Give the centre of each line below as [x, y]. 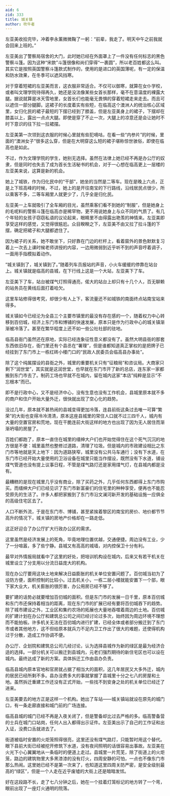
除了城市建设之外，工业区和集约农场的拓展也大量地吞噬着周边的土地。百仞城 [85, 610]
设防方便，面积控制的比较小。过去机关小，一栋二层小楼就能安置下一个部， [83, 580]
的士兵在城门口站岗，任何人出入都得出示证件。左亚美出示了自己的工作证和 [83, 723]
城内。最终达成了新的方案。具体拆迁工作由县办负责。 [61, 659]
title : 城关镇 [19, 19]
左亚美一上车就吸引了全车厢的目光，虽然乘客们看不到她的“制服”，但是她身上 [85, 205]
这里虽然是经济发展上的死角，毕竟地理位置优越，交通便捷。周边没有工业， [83, 540]
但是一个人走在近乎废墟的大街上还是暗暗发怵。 [80, 771]
